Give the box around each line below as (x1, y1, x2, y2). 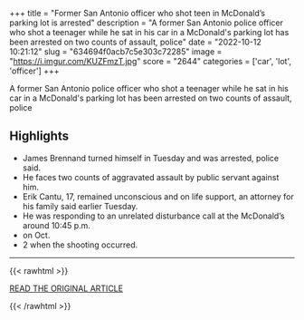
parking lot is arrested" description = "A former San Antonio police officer (9, 17, 283, 28)
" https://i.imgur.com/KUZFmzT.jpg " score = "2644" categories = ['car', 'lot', (9, 56, 292, 66)
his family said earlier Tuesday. (22, 200, 138, 211)
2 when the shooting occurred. (22, 239, 138, 250)
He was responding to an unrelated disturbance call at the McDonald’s (22, 210, 285, 221)
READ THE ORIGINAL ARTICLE (9, 283, 124, 294)
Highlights (9, 129, 70, 144)
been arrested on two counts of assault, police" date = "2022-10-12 (9, 36, 262, 47)
